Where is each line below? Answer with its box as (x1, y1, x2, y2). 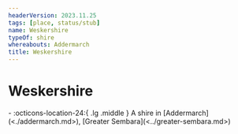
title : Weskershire (8, 48, 73, 56)
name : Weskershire (8, 26, 69, 34)
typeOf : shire (8, 33, 55, 42)
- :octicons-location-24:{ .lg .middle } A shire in (8, 108, 162, 117)
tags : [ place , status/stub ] (8, 19, 101, 27)
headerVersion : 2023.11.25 (8, 11, 97, 20)
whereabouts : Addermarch (8, 41, 90, 49)
